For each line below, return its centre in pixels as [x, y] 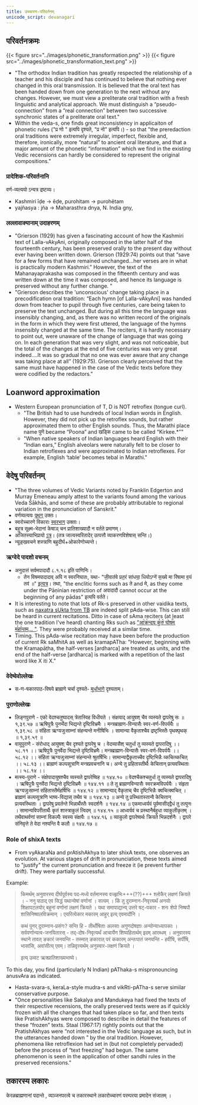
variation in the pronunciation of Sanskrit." [66, 509]
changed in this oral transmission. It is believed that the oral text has [97, 86]
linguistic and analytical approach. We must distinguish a [84, 105]
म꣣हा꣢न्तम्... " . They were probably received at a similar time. [83, 629]
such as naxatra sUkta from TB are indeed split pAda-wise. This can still [102, 610]
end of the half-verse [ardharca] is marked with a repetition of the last [99, 654]
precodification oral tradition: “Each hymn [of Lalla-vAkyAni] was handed [103, 298]
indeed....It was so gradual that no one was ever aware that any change [101, 355]
